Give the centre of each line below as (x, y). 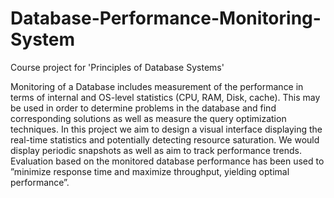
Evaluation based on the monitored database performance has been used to (167, 161)
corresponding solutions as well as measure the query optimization (148, 118)
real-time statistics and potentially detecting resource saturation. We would (165, 139)
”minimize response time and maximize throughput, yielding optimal (150, 171)
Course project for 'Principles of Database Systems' (117, 67)
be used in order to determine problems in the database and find (143, 108)
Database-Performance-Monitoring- (166, 18)
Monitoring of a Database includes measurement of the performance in (157, 86)
